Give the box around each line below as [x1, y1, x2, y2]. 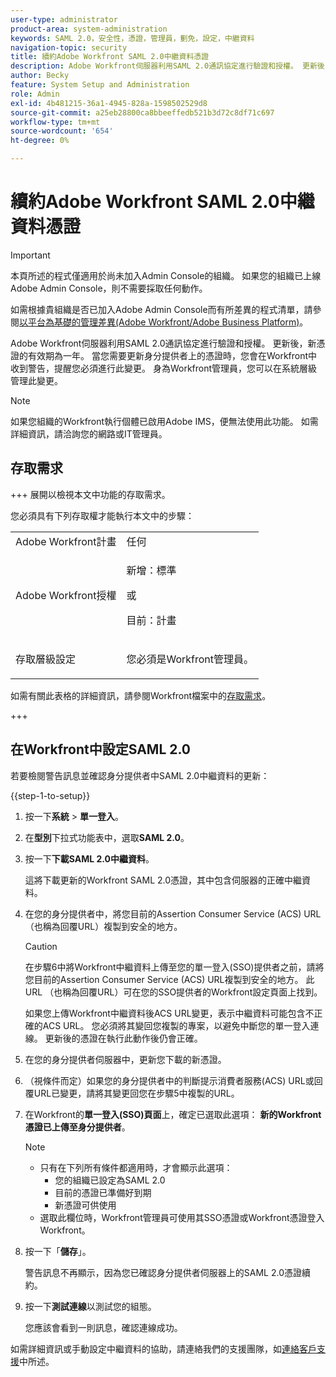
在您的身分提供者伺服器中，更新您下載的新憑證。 [24, 1053, 227, 1065]
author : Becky [10, 71, 70, 81]
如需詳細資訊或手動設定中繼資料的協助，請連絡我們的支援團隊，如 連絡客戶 [10, 1342, 317, 1355]
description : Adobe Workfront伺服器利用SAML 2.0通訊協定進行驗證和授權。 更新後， [10, 61, 333, 71]
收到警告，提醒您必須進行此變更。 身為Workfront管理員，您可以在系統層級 [10, 362, 318, 374]
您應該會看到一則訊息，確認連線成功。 [24, 1321, 183, 1333]
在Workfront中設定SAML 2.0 [10, 741, 192, 758]
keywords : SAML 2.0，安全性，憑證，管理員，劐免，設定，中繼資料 [10, 33, 255, 43]
